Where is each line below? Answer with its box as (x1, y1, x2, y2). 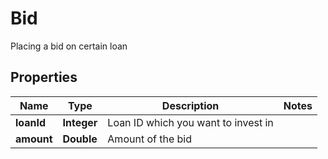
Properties (10, 69, 78, 86)
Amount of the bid (107, 132, 193, 146)
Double (62, 132, 98, 146)
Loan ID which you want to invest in (107, 115, 274, 129)
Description (161, 98, 220, 112)
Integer (62, 115, 98, 129)
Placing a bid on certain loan (10, 40, 128, 52)
